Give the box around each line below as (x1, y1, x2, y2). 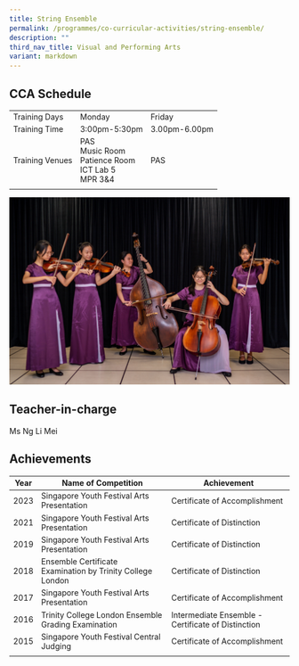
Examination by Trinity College (41, 566, 153, 577)
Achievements (9, 451, 92, 467)
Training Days (12, 111, 64, 122)
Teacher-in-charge (9, 402, 117, 417)
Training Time (12, 123, 64, 134)
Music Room (79, 145, 126, 156)
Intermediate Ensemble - (171, 609, 263, 620)
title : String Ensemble (9, 14, 98, 23)
